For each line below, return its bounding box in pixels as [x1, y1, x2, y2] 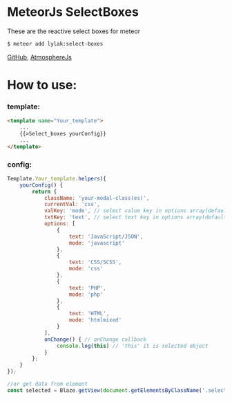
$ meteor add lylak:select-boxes [7, 40, 104, 47]
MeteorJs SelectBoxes [7, 4, 139, 20]
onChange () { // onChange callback [43, 336, 147, 343]
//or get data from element [7, 381, 88, 388]
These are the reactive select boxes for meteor [7, 27, 140, 35]
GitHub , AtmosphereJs [7, 53, 72, 61]
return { [32, 188, 57, 195]
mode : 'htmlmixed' [68, 317, 122, 324]
